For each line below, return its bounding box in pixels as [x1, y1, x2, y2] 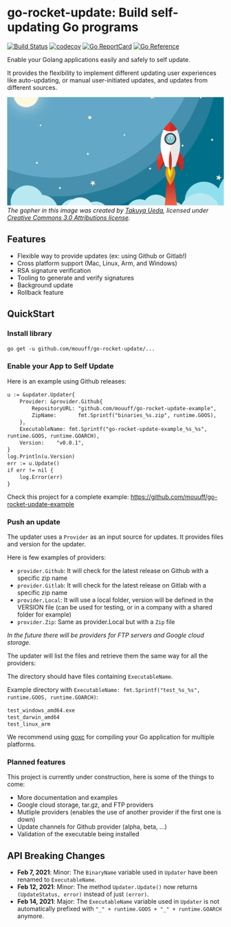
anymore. [16, 912, 45, 920]
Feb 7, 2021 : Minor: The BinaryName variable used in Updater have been [16, 868, 218, 877]
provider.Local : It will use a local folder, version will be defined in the [16, 596, 214, 604]
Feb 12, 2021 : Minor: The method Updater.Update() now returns [16, 883, 198, 891]
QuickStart [7, 308, 55, 320]
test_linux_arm [7, 721, 51, 728]
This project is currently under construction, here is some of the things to [7, 773, 214, 781]
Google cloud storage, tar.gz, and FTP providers [16, 801, 154, 809]
